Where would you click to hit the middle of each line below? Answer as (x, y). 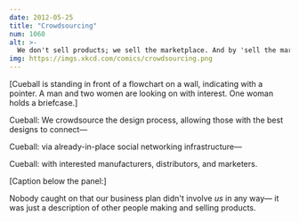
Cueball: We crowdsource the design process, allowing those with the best (146, 120)
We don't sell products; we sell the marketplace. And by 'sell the (147, 51)
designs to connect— (48, 129)
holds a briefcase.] (44, 103)
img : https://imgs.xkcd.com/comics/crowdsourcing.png (111, 59)
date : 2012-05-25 (41, 17)
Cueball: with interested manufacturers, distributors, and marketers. (133, 164)
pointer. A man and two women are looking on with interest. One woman (141, 93)
